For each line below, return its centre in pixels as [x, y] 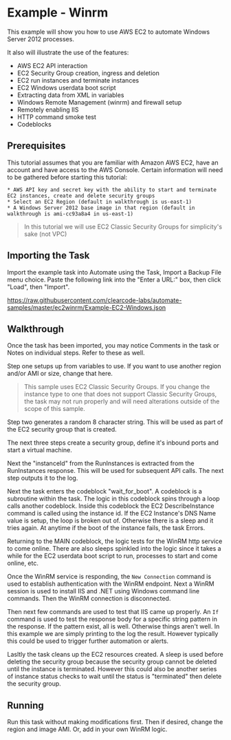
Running [26, 705]
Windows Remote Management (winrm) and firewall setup [99, 102]
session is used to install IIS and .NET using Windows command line [103, 591]
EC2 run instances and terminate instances [78, 80]
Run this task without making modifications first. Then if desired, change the [115, 722]
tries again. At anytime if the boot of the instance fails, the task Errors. [106, 528]
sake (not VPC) [45, 234]
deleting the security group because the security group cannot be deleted [112, 662]
